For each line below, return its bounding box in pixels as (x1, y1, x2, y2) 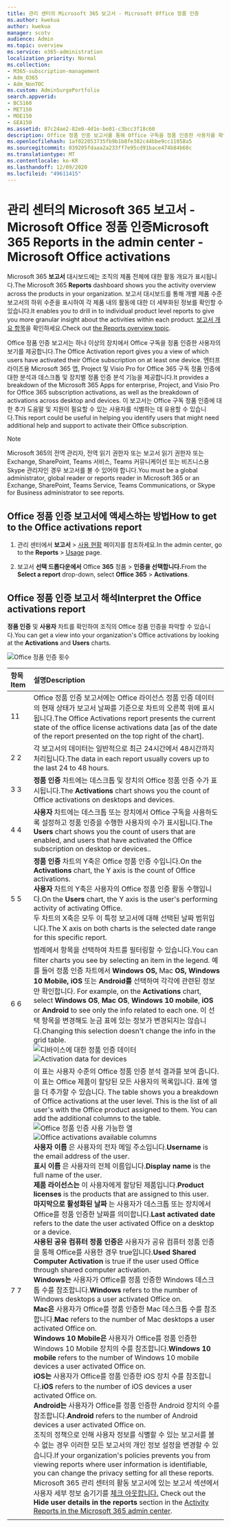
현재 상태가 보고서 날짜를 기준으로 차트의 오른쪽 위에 (41, 703, 201, 713)
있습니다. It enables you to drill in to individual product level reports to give (7, 307, 214, 315)
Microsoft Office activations (7, 249, 170, 264)
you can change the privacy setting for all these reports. (33, 1468, 214, 1478)
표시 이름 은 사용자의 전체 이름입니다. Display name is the (33, 1161, 211, 1171)
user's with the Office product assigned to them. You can (33, 1105, 218, 1114)
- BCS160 (7, 100, 32, 107)
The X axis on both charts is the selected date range (47, 924, 217, 933)
